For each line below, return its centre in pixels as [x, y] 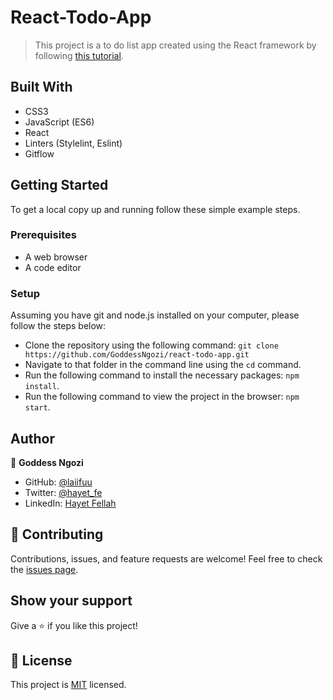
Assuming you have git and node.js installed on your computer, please [155, 315]
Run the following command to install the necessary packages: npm [162, 375]
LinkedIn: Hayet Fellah [70, 503]
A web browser [56, 257]
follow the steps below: [58, 326]
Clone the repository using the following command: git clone [151, 345]
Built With [41, 87]
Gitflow [39, 153]
